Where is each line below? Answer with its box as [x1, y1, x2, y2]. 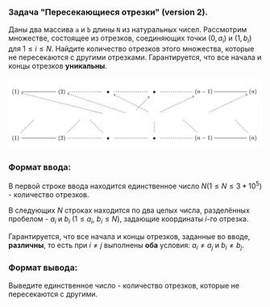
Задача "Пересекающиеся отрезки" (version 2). [8, 6, 208, 18]
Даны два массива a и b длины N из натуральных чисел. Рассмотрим [8, 25, 247, 35]
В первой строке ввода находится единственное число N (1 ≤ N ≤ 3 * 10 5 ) [8, 180, 263, 191]
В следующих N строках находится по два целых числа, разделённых [8, 205, 250, 215]
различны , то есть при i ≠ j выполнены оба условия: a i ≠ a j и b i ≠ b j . [8, 240, 244, 252]
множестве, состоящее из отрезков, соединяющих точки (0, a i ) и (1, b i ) [8, 33, 252, 45]
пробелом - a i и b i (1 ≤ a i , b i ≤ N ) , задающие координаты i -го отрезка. [8, 213, 249, 225]
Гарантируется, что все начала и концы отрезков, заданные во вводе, [8, 231, 251, 241]
